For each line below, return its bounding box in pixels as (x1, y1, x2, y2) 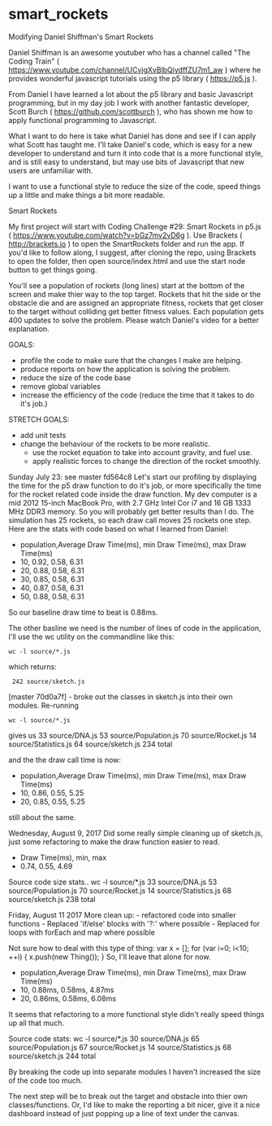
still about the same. (8, 812, 76, 822)
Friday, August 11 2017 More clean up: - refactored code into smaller (8, 909, 236, 920)
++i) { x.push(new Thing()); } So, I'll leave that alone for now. (8, 952, 211, 962)
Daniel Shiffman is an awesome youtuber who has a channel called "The (8, 47, 251, 57)
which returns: (8, 661, 57, 672)
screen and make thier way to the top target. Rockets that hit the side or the (8, 289, 261, 299)
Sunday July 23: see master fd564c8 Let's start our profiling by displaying (8, 471, 257, 481)
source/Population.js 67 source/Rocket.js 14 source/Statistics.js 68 (8, 1042, 232, 1052)
